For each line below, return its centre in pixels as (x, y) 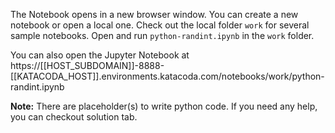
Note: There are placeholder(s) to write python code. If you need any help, (164, 106)
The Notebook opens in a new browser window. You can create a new (154, 14)
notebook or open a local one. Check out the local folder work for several (160, 25)
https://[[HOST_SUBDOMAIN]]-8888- (87, 65)
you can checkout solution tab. (74, 117)
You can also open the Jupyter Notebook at (100, 55)
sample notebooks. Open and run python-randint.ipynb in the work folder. (162, 35)
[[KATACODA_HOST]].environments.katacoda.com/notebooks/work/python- (167, 76)
